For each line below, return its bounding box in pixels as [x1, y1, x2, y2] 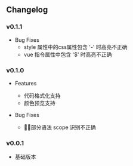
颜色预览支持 [23, 99, 55, 106]
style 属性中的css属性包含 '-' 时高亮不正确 [23, 43, 128, 50]
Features [14, 79, 37, 87]
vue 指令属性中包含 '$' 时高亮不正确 [23, 51, 112, 58]
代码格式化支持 [23, 92, 61, 99]
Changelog [6, 5, 48, 15]
